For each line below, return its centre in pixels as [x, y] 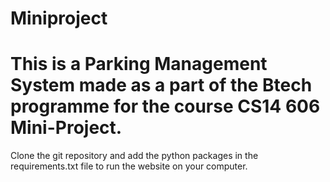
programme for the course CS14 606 [165, 106]
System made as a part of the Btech [161, 85]
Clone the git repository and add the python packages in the [134, 156]
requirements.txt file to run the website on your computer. [129, 166]
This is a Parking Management [139, 64]
